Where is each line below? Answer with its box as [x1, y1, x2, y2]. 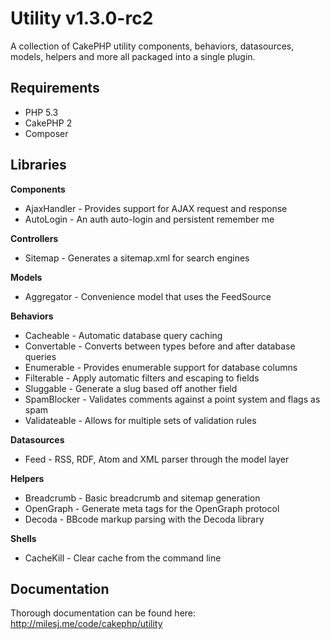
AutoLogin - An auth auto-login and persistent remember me [24, 213, 275, 225]
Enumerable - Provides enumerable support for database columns [24, 361, 298, 373]
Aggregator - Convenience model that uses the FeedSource [24, 290, 272, 302]
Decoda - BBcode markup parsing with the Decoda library [24, 513, 265, 525]
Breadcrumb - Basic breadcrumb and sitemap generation [24, 492, 261, 504]
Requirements [10, 80, 100, 97]
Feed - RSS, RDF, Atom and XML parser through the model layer [24, 453, 290, 465]
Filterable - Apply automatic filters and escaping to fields [24, 372, 260, 384]
